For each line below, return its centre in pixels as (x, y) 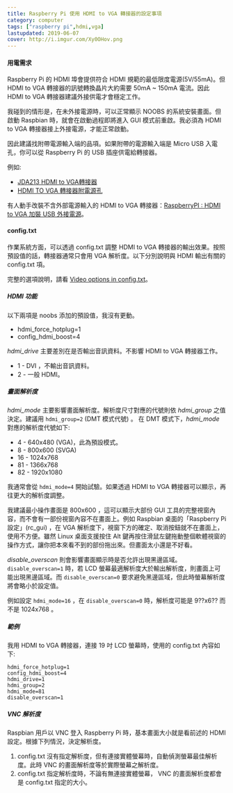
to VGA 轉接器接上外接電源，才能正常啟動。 (70, 129)
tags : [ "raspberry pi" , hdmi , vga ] (56, 26)
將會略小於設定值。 (35, 586)
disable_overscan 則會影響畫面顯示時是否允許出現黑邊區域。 (94, 560)
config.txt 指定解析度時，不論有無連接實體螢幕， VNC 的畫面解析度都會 (119, 774)
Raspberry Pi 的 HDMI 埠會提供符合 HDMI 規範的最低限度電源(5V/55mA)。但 (116, 79)
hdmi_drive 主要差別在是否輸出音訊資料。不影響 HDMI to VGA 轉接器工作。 (114, 351)
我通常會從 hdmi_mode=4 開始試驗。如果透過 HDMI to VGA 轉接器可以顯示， (114, 487)
